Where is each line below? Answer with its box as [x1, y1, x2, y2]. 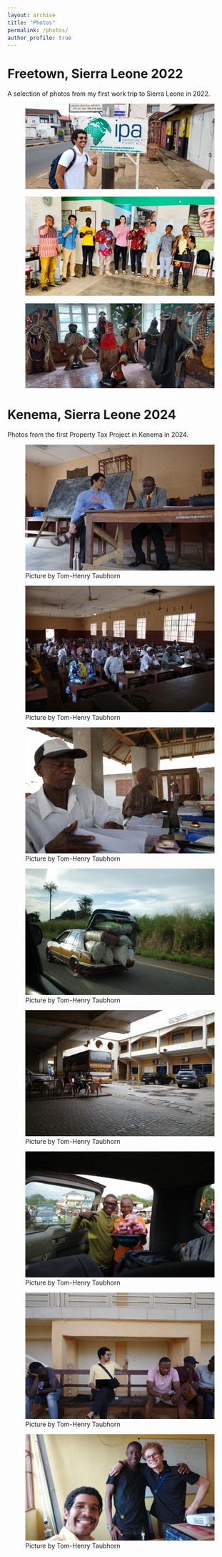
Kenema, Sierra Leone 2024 [7, 407, 176, 423]
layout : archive [7, 11, 56, 19]
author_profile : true [7, 34, 72, 41]
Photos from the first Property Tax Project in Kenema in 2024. [7, 430, 189, 439]
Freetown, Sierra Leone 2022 [7, 66, 183, 82]
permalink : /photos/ [7, 26, 69, 34]
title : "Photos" [7, 19, 56, 26]
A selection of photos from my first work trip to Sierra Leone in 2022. [7, 89, 211, 98]
